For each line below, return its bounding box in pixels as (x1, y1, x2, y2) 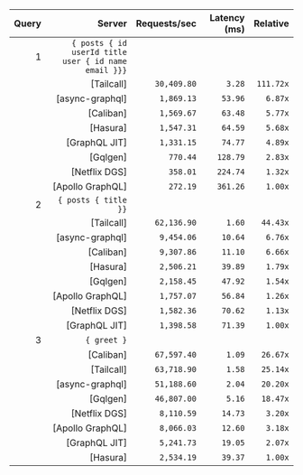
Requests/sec (135, 17, 197, 30)
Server (97, 17, 128, 30)
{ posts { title (57, 195, 128, 205)
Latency (209, 12, 245, 23)
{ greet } (85, 335, 128, 345)
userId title (71, 47, 128, 57)
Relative (253, 17, 289, 30)
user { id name (61, 56, 128, 66)
